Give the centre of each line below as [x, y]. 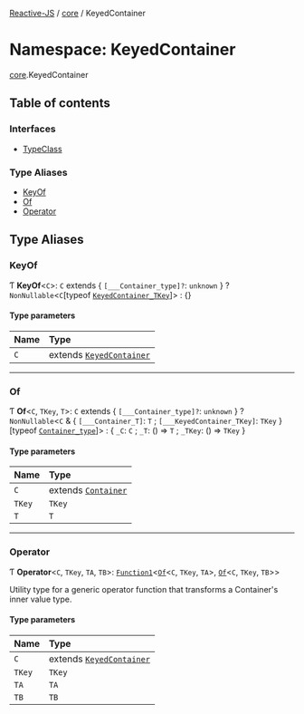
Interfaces [33, 129]
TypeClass [42, 149]
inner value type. [41, 599]
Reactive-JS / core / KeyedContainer [78, 13]
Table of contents [60, 103]
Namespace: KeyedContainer [123, 50]
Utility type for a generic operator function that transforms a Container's [144, 589]
